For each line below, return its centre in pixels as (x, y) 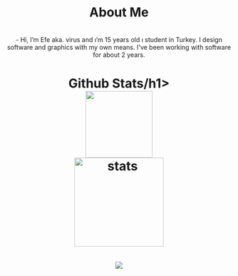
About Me (119, 12)
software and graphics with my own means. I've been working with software (119, 47)
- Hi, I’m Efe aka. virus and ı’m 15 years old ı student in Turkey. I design (119, 39)
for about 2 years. (119, 55)
